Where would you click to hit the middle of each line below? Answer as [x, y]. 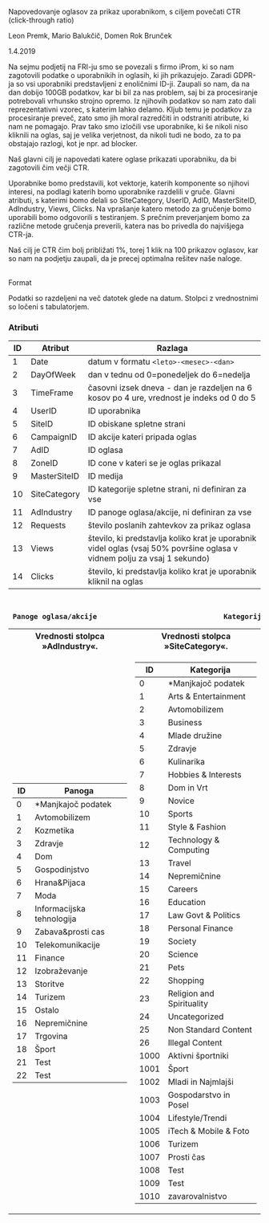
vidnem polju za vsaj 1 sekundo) [149, 559]
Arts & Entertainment [207, 696]
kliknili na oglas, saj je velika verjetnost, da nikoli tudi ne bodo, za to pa [125, 135]
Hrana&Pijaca [60, 883]
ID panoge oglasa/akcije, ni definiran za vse [170, 512]
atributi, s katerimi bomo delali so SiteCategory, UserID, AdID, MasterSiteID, [132, 200]
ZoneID [44, 463]
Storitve [50, 985]
